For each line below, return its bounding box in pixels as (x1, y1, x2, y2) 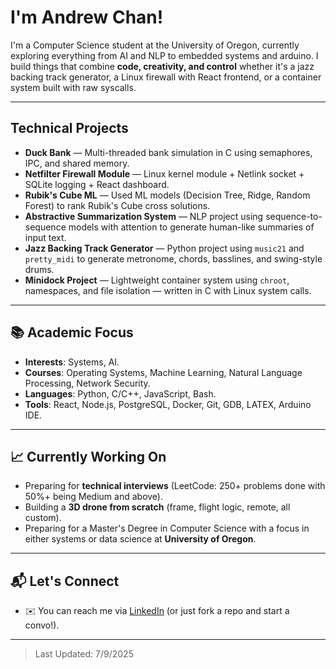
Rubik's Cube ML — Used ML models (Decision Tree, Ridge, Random (24, 189, 311, 201)
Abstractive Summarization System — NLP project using (24, 210, 264, 222)
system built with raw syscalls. (10, 81, 137, 93)
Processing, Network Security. (24, 377, 151, 389)
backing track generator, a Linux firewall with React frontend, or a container (10, 71, 322, 83)
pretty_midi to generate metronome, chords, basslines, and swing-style (24, 252, 323, 265)
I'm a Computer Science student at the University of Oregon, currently (10, 39, 300, 51)
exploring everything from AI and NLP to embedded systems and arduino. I (10, 49, 319, 61)
